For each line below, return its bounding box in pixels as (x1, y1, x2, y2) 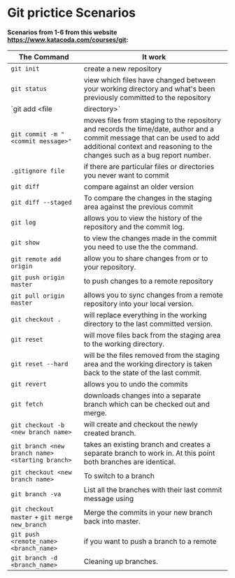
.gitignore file (10, 166, 65, 175)
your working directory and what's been (83, 84, 215, 94)
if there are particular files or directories (83, 161, 215, 171)
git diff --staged (10, 198, 72, 206)
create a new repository (83, 64, 162, 73)
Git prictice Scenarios (7, 5, 136, 21)
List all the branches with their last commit (83, 484, 222, 494)
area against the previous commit (83, 201, 194, 211)
